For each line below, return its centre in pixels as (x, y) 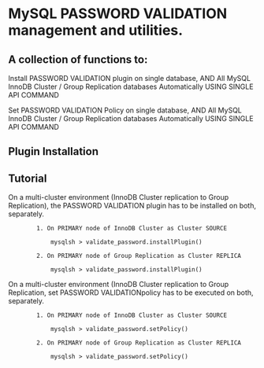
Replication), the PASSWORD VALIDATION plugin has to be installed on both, (132, 206)
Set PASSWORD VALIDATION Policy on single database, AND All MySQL (125, 110)
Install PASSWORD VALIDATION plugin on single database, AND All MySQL (129, 78)
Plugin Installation (54, 151)
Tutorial (28, 178)
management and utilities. (96, 30)
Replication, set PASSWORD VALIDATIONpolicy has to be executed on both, (131, 293)
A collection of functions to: (78, 59)
